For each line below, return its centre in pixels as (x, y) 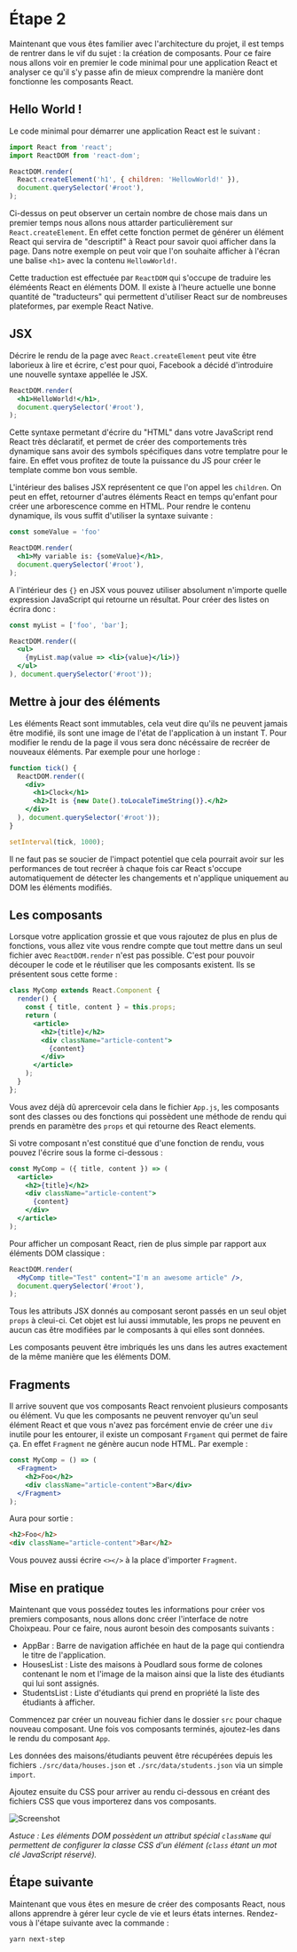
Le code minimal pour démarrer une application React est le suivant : (135, 131)
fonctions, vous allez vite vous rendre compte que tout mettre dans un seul (146, 946)
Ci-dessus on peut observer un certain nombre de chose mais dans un (138, 213)
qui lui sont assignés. (61, 1683)
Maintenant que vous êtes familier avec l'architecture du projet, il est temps (147, 44)
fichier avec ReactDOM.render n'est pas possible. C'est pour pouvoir (132, 955)
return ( (41, 1016)
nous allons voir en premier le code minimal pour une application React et (143, 62)
